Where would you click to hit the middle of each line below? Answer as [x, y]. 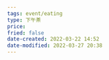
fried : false [26, 33]
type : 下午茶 [24, 20]
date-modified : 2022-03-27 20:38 [55, 46]
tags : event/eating [35, 13]
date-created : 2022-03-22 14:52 [53, 39]
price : [16, 26]
